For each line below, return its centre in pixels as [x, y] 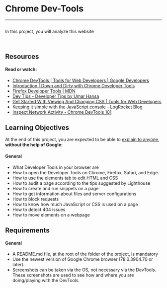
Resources [22, 57]
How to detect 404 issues [39, 210]
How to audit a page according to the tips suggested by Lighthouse [81, 183]
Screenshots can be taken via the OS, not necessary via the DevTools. [84, 270]
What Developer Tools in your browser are [56, 167]
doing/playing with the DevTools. [46, 281]
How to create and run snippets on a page [55, 188]
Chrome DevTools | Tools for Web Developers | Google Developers [81, 80]
